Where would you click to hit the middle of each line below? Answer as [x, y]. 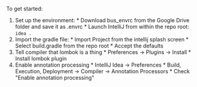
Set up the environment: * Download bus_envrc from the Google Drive [102, 20]
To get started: [25, 9]
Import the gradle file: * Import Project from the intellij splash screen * [102, 39]
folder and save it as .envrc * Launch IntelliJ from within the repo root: [102, 27]
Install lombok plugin [41, 58]
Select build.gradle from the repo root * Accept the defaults [89, 46]
